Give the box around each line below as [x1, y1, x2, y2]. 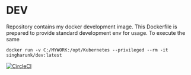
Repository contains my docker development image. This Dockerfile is [6, 23, 177, 30]
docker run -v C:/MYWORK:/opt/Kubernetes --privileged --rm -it [6, 47, 168, 53]
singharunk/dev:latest [6, 52, 62, 58]
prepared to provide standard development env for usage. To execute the [6, 29, 186, 36]
